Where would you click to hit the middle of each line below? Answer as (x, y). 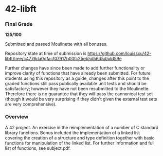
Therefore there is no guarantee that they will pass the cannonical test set (79, 94)
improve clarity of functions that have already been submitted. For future (78, 73)
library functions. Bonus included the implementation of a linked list (72, 133)
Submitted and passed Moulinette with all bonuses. (56, 44)
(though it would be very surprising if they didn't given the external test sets (81, 99)
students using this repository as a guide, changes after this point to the (77, 78)
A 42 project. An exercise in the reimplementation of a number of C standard (82, 127)
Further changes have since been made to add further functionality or (75, 68)
